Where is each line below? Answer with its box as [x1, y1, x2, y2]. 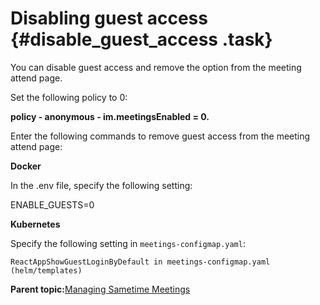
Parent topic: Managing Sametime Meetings [10, 283, 191, 295]
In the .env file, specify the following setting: [10, 179, 193, 191]
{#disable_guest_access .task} [10, 28, 273, 51]
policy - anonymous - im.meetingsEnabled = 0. [10, 110, 210, 122]
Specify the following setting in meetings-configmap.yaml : [10, 237, 246, 249]
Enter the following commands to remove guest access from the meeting [10, 130, 311, 142]
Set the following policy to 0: [10, 91, 128, 103]
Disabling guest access [10, 7, 208, 30]
